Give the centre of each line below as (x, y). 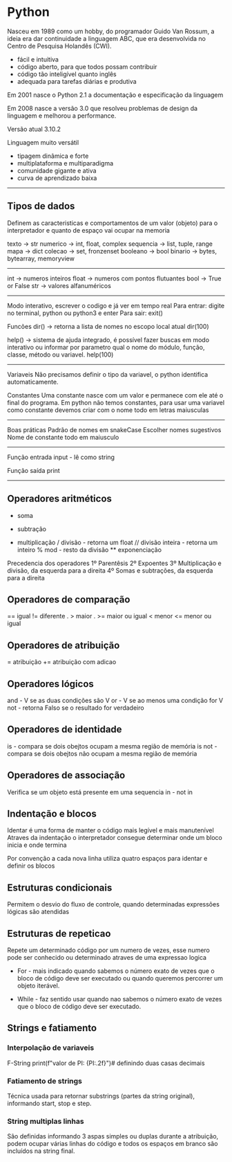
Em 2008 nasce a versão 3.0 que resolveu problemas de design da (103, 108)
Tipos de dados (41, 206)
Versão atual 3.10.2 (34, 129)
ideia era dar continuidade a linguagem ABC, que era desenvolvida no (106, 38)
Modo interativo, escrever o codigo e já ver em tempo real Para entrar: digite (116, 305)
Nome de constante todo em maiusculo (63, 437)
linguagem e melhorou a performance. (62, 116)
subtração (32, 529)
